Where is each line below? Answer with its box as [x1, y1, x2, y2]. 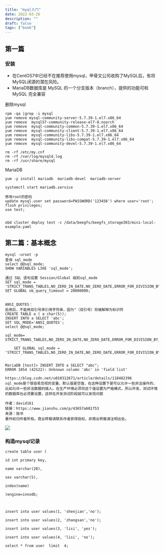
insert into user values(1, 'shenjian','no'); [5, 509, 102, 514]
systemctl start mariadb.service [5, 184, 73, 190]
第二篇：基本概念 [5, 239, 57, 247]
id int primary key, [5, 458, 47, 462]
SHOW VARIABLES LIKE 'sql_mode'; [5, 266, 73, 271]
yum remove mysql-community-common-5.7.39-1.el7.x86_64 [5, 124, 123, 129]
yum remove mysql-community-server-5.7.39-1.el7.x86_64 [5, 115, 121, 120]
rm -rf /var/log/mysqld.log [5, 154, 62, 159]
